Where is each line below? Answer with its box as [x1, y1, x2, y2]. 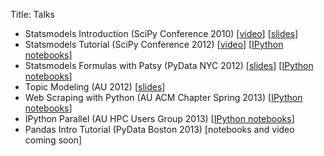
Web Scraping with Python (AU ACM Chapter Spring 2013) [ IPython [24, 92, 303, 103]
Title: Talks [10, 9, 55, 20]
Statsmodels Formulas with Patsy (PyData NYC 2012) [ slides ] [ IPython [24, 60, 314, 71]
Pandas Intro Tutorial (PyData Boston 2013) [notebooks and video [24, 124, 295, 135]
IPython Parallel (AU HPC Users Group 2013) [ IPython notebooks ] [24, 113, 295, 124]
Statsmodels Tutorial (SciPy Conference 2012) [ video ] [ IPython [24, 39, 284, 50]
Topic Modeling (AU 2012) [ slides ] [24, 81, 166, 93]
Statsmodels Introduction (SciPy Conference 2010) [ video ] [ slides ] [24, 28, 299, 39]
